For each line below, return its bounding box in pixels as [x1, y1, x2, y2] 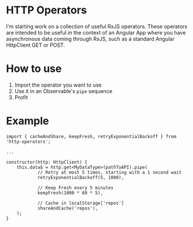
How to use [6, 62, 62, 75]
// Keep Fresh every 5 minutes [37, 185, 114, 191]
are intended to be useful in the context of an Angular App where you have [6, 29, 186, 36]
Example [6, 115, 49, 128]
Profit [14, 94, 28, 101]
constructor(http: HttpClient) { [6, 159, 88, 165]
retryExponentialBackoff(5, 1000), [37, 174, 125, 180]
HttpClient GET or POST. [6, 42, 66, 49]
